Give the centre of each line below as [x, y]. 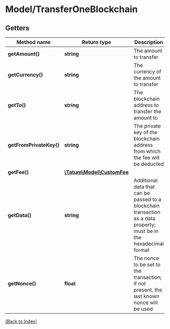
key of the [145, 132]
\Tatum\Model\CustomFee [96, 172]
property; [144, 225]
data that [144, 187]
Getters [17, 28]
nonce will [145, 302]
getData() [20, 215]
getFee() [18, 172]
